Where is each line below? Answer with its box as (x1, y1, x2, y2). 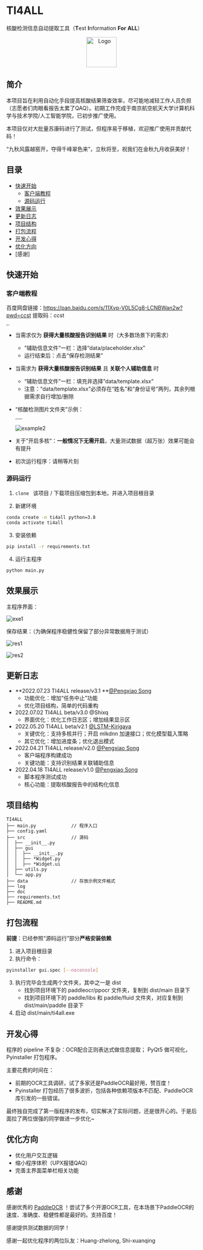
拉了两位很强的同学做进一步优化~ (11, 1115, 95, 1122)
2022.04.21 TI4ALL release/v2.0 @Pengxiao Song (14, 744, 140, 752)
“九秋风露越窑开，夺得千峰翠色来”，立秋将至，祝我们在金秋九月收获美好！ (6, 145, 192, 152)
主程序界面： (6, 603, 38, 610)
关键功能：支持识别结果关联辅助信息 (24, 759, 115, 766)
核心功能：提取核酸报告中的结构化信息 (24, 780, 120, 788)
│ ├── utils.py (6, 866, 47, 873)
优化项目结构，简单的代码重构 (24, 701, 98, 709)
